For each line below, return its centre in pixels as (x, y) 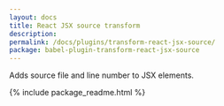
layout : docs (33, 17)
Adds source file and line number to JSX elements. (102, 75)
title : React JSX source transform (75, 26)
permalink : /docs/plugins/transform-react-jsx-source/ (112, 42)
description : (33, 34)
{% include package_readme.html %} (77, 93)
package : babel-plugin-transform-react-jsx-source (104, 50)
